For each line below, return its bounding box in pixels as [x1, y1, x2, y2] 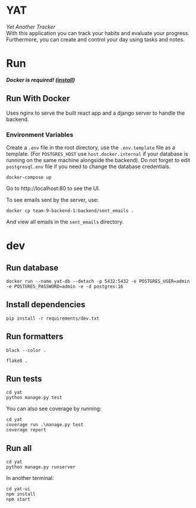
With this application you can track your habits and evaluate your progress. [6, 29, 190, 36]
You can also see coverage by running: [6, 405, 102, 412]
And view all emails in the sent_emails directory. [6, 218, 124, 225]
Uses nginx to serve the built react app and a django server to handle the [6, 109, 185, 116]
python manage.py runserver [6, 464, 76, 470]
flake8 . [6, 358, 28, 364]
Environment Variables [6, 130, 74, 138]
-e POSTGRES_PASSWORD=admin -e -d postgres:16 [6, 283, 124, 289]
